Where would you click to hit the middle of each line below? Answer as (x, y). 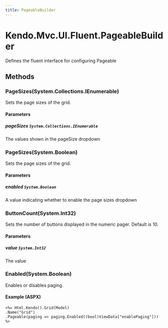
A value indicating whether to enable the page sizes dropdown (71, 200)
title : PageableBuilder (31, 10)
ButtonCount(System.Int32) (41, 213)
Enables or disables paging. (34, 285)
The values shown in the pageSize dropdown (53, 139)
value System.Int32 (26, 248)
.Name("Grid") (20, 313)
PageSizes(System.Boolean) (42, 152)
